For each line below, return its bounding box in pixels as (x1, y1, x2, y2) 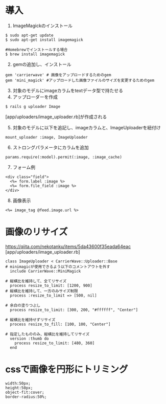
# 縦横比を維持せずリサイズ (5, 317, 56, 322)
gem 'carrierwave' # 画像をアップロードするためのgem (5, 72, 111, 77)
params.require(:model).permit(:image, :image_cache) (5, 154, 123, 160)
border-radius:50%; (5, 394, 47, 399)
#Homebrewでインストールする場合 (5, 47, 68, 52)
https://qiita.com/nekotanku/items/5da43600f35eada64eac (5, 243, 131, 250)
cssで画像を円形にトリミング (5, 364, 128, 375)
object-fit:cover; (5, 390, 44, 395)
